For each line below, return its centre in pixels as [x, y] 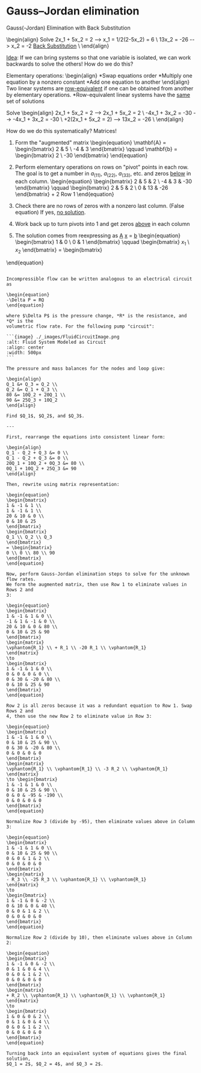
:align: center [25, 347]
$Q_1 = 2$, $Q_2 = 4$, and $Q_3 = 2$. [55, 1064]
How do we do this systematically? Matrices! [62, 131]
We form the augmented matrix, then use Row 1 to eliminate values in [97, 585]
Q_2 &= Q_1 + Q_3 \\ [32, 390]
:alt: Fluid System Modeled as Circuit [56, 342]
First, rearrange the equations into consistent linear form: [86, 437]
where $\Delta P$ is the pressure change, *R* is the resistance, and [97, 316]
